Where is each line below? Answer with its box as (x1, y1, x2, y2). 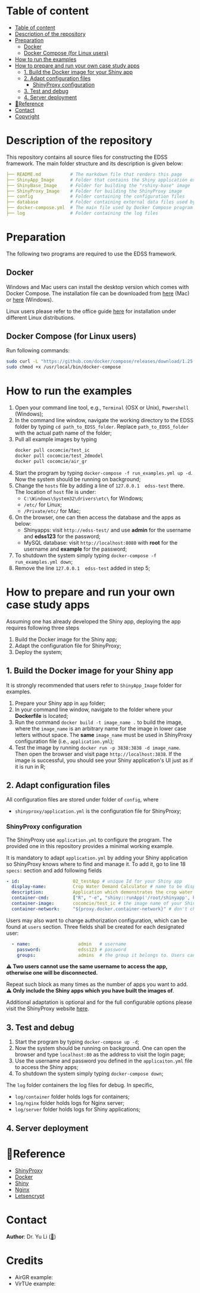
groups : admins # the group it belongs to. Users (17, 952, 185, 958)
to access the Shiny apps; (14, 1064, 79, 1071)
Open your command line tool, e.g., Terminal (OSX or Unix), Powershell (14, 404, 189, 411)
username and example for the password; (23, 545, 127, 552)
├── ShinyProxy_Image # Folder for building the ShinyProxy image (6, 188, 183, 194)
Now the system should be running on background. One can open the (14, 1045, 186, 1052)
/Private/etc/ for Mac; (23, 507, 81, 514)
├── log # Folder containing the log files (6, 210, 159, 216)
